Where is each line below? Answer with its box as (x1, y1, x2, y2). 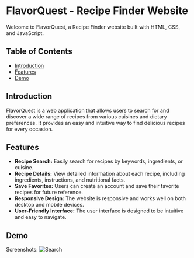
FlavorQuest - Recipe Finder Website (6, 4, 189, 18)
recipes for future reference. (14, 189, 84, 196)
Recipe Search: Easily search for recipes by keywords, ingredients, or (14, 158, 183, 165)
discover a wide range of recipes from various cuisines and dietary (6, 113, 168, 120)
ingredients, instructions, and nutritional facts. (14, 176, 126, 183)
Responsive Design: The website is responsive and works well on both (14, 195, 186, 202)
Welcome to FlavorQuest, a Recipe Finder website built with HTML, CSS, (6, 23, 180, 30)
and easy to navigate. (14, 214, 67, 221)
